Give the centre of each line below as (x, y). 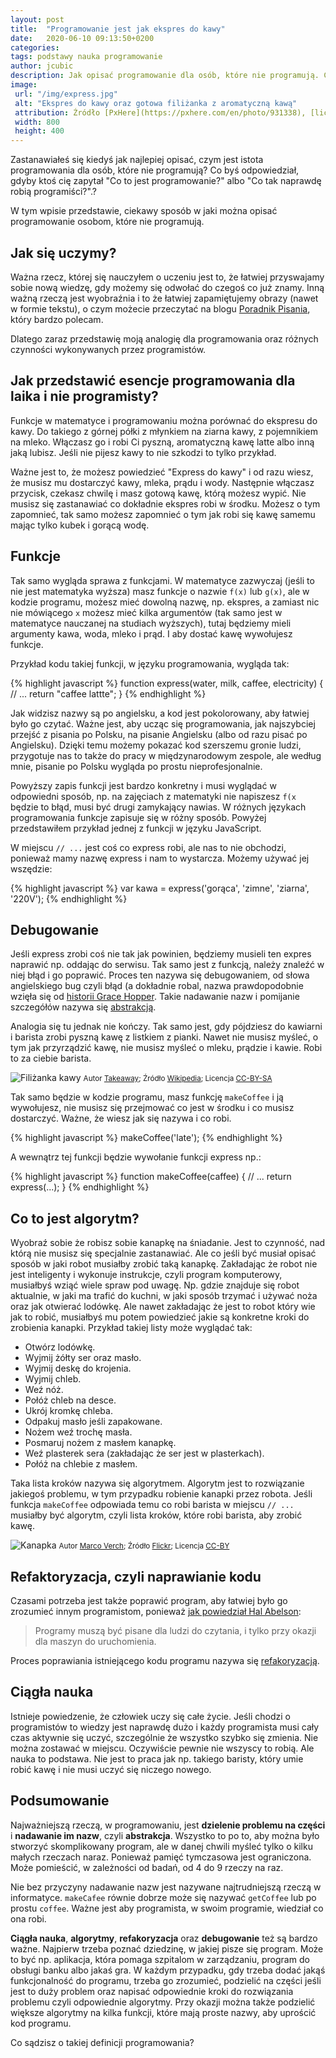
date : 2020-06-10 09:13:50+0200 (82, 38)
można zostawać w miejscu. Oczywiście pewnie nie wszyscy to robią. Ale (162, 1748)
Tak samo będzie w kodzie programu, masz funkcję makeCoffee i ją (147, 1097)
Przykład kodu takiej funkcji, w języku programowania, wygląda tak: (150, 663)
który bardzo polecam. (57, 319)
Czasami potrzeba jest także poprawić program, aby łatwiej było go (149, 1600)
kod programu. (41, 2023)
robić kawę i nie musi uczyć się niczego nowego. (111, 1769)
